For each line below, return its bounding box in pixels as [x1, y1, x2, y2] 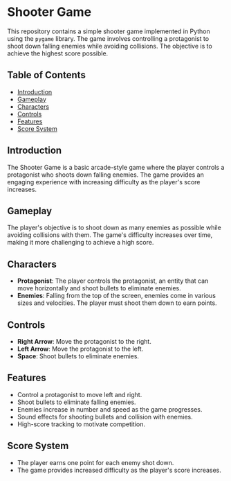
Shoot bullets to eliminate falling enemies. [17, 398, 136, 406]
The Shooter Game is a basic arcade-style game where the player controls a [7, 163, 225, 171]
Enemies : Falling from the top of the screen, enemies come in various [17, 292, 216, 300]
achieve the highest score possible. [7, 49, 109, 58]
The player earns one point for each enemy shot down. [17, 458, 174, 466]
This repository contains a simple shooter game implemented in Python [7, 27, 210, 35]
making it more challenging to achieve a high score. [7, 238, 154, 247]
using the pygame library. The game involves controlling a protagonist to [7, 34, 210, 42]
